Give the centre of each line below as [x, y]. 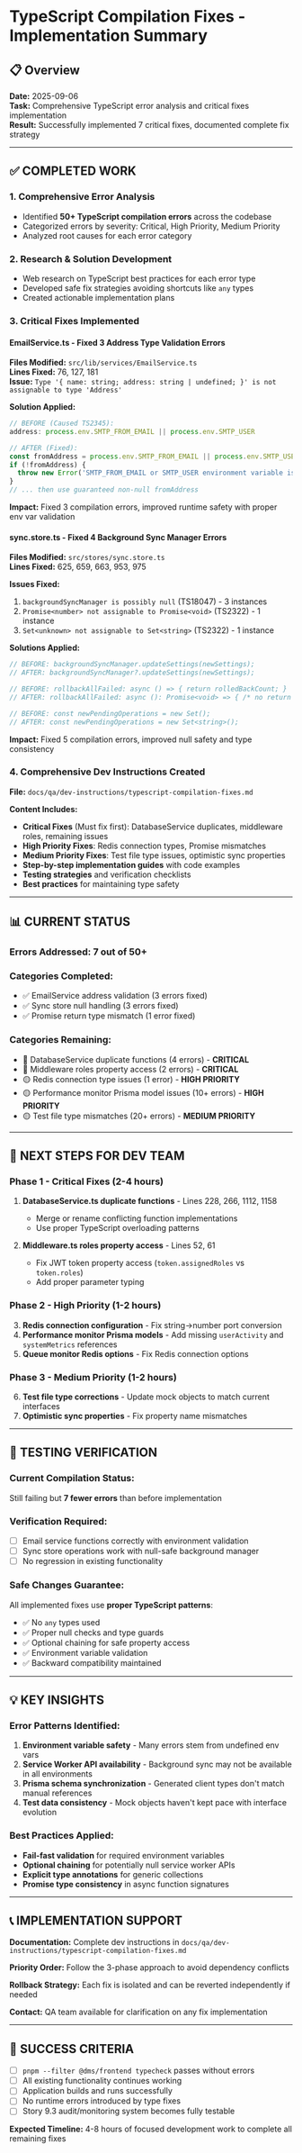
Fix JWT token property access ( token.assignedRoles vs [140, 1263]
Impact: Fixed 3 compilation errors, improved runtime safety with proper [143, 507]
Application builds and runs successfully [98, 2091]
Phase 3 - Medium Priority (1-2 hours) [93, 1377]
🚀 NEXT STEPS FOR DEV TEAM [97, 1156]
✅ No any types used [61, 1622]
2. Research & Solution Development [91, 258]
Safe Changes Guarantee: [67, 1585]
